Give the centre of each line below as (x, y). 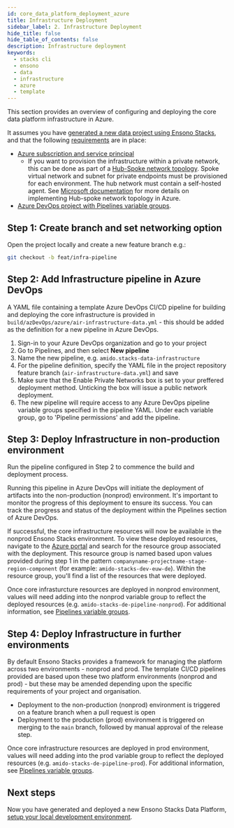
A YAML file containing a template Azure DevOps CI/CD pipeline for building (116, 307)
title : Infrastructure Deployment (58, 20)
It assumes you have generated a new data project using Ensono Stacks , (112, 133)
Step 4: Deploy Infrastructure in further (94, 634)
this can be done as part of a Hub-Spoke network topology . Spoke (123, 169)
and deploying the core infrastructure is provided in (81, 314)
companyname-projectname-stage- (160, 562)
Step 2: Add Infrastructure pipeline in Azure (104, 280)
